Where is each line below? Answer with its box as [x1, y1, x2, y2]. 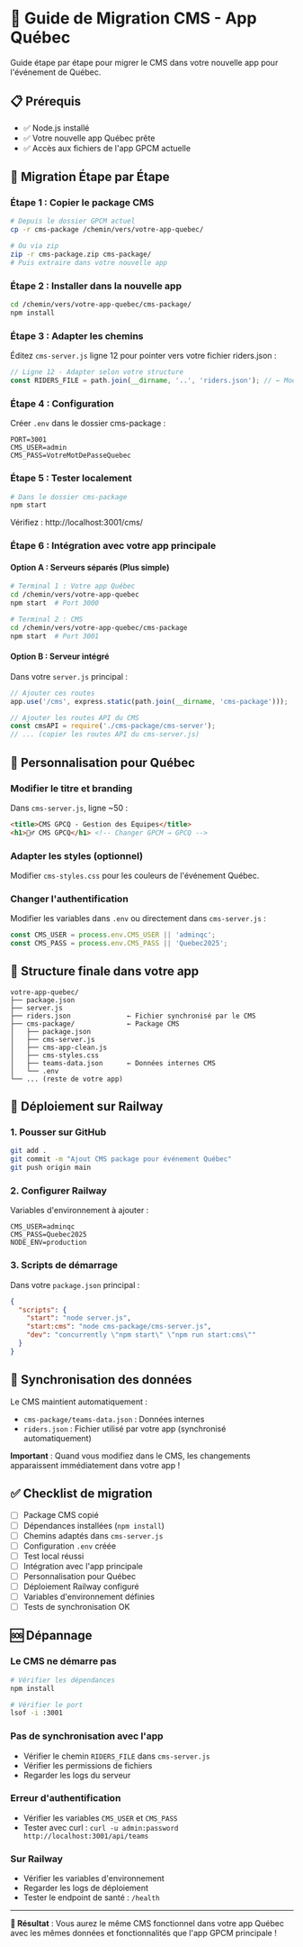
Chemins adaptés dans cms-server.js [22, 1530, 164, 1540]
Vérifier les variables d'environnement [22, 1873, 165, 1884]
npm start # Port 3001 [10, 631, 100, 641]
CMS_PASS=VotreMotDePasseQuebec [10, 451, 131, 461]
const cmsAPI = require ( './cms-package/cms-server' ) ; [10, 721, 217, 731]
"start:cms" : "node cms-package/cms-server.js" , [26, 1322, 212, 1331]
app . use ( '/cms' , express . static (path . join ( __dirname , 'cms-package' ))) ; [10, 697, 289, 706]
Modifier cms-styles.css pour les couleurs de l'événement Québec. [10, 870, 260, 881]
